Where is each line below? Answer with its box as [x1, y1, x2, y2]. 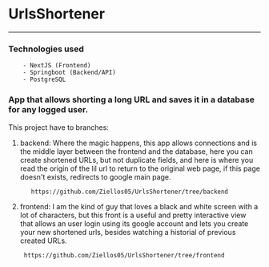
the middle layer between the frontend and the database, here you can [19, 146, 254, 156]
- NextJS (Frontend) [22, 62, 91, 70]
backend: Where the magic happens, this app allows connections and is [19, 138, 258, 148]
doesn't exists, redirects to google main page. [19, 172, 171, 181]
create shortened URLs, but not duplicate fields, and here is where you [19, 155, 254, 164]
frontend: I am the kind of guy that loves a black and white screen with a [19, 201, 259, 211]
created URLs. [19, 236, 67, 245]
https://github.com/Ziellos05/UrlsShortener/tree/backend [30, 188, 229, 196]
